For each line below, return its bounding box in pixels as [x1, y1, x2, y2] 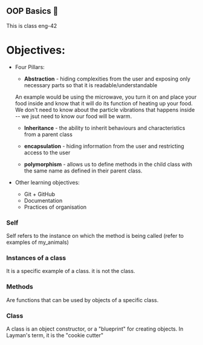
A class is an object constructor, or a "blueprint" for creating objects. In [6, 325, 184, 332]
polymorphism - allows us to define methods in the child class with [24, 160, 192, 168]
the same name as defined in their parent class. [24, 167, 143, 174]
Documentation [24, 197, 63, 204]
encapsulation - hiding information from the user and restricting [24, 142, 184, 149]
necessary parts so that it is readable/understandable [24, 81, 158, 88]
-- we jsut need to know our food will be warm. [14, 113, 132, 120]
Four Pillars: [14, 63, 45, 70]
